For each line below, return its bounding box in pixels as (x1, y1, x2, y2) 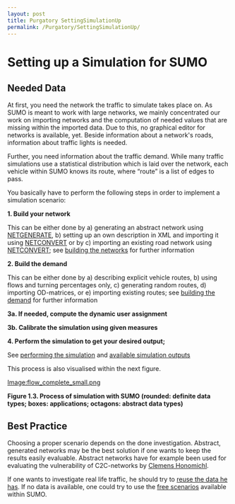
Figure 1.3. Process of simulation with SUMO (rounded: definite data (7, 392, 211, 401)
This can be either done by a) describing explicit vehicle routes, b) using (7, 273, 217, 282)
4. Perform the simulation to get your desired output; (7, 337, 166, 345)
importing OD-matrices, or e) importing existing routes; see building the (7, 288, 215, 297)
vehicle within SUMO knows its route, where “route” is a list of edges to (7, 167, 215, 176)
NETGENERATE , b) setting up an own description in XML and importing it (7, 231, 219, 239)
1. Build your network (7, 210, 71, 218)
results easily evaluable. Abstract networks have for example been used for (7, 454, 227, 462)
